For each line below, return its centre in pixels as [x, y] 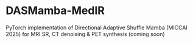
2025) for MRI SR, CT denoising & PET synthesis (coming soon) [85, 34]
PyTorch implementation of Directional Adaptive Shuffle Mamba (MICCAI [97, 28]
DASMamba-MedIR [55, 11]
